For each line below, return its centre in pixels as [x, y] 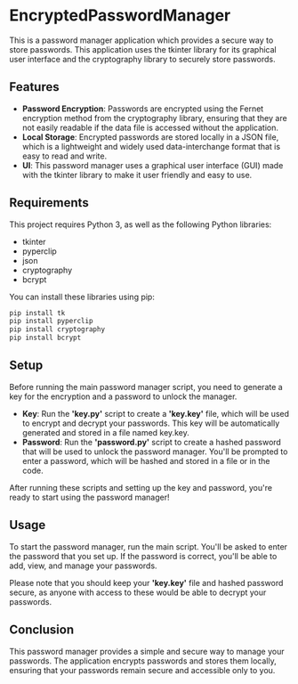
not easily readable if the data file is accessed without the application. [150, 127]
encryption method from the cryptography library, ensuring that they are [154, 118]
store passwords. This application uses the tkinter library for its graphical [143, 49]
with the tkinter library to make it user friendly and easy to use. [137, 175]
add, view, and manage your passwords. [83, 566]
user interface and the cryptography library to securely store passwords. [142, 59]
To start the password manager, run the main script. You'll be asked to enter [148, 546]
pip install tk [37, 313]
